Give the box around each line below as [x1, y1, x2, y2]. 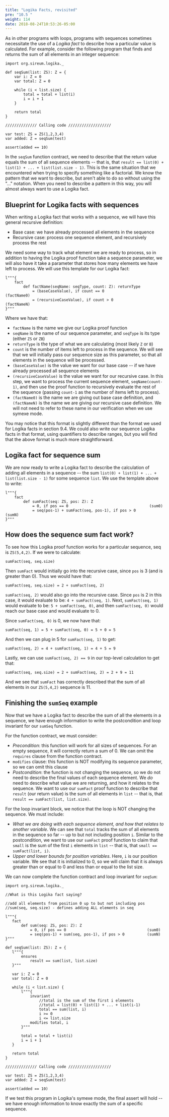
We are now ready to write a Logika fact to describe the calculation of [5, 464, 150, 471]
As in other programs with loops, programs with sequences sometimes [5, 35, 152, 41]
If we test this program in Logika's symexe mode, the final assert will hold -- [5, 1095, 163, 1101]
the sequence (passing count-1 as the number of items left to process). [12, 389, 160, 395]
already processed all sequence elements [12, 368, 100, 374]
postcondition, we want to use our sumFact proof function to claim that [12, 837, 158, 843]
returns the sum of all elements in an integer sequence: [5, 51, 120, 57]
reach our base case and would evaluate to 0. [5, 608, 100, 614]
